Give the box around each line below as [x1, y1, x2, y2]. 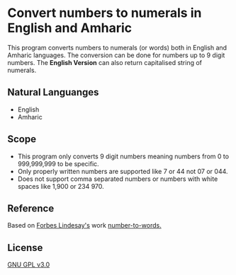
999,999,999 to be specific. [17, 159, 99, 168]
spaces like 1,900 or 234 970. [17, 182, 104, 190]
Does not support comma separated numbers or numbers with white [17, 175, 218, 183]
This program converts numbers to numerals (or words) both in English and [7, 43, 227, 52]
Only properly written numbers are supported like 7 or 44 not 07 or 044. [17, 167, 228, 175]
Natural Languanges [7, 86, 99, 98]
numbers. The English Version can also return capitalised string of [7, 58, 203, 66]
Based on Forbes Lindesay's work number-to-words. [7, 221, 162, 230]
